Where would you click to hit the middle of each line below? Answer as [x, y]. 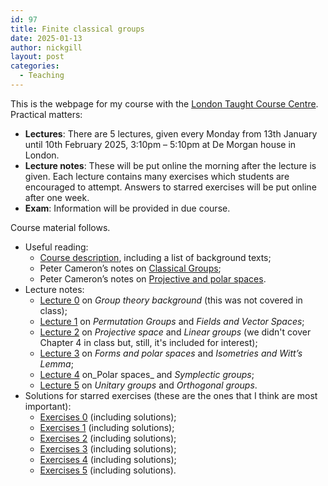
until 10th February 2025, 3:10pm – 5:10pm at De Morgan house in [160, 144]
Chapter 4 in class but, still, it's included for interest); [148, 342]
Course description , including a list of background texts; [155, 257]
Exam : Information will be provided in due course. [127, 208]
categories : [35, 66]
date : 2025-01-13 [46, 38]
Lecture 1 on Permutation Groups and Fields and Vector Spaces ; [172, 321]
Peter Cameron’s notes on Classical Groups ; [130, 268]
